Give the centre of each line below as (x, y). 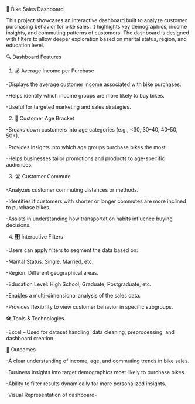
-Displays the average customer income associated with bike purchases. (94, 84)
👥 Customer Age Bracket (45, 118)
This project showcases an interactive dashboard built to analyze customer (97, 20)
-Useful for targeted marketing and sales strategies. (69, 107)
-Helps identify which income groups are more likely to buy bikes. (85, 96)
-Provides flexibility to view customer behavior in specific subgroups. (90, 307)
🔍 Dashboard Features (34, 57)
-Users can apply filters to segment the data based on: (72, 250)
